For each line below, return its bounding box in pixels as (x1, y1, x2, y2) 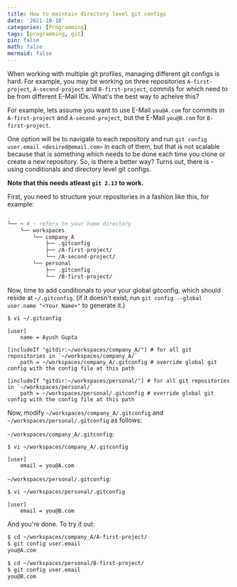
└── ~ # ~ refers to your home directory (7, 220, 132, 227)
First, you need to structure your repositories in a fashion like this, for (7, 192, 209, 201)
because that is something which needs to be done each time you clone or (7, 150, 226, 158)
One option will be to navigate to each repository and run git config (7, 134, 208, 143)
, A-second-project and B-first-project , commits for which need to (29, 84, 228, 93)
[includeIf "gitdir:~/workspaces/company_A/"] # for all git (7, 346, 192, 353)
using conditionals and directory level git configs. (7, 165, 151, 173)
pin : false (7, 37, 40, 44)
